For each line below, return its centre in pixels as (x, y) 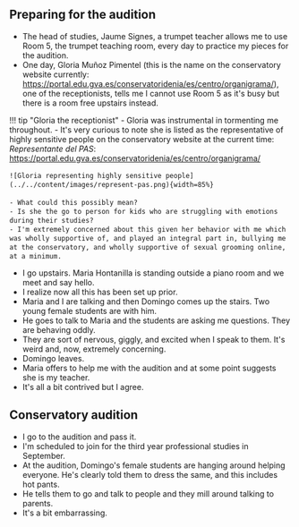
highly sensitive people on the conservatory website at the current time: (142, 139)
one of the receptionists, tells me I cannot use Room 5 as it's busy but (151, 93)
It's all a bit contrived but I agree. (83, 387)
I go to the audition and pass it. (79, 437)
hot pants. (41, 484)
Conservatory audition (74, 415)
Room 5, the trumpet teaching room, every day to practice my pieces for (155, 46)
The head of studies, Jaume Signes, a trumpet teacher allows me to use (155, 36)
